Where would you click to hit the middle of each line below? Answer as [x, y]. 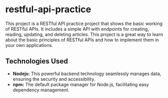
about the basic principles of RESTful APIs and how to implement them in [82, 40]
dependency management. [41, 90]
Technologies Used [37, 62]
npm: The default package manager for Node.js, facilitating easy [81, 84]
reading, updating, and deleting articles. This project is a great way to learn [84, 34]
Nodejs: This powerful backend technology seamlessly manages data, [87, 73]
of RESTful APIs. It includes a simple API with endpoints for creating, [77, 29]
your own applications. [29, 45]
